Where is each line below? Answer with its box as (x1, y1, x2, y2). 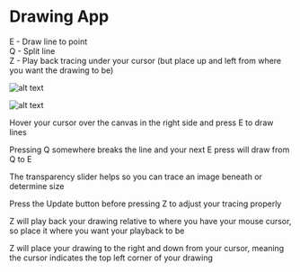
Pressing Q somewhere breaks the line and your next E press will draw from (9, 144, 290, 155)
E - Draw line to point (9, 36, 88, 47)
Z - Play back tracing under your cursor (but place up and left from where (9, 55, 282, 66)
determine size (9, 180, 65, 191)
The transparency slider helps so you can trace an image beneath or (9, 171, 263, 182)
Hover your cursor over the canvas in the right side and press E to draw (9, 117, 274, 128)
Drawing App (9, 6, 110, 27)
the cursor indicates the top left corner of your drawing (9, 252, 214, 263)
